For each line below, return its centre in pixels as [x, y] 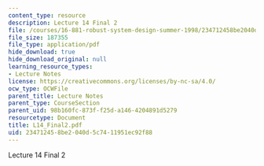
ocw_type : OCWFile [38, 89]
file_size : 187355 [38, 37]
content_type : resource [47, 15]
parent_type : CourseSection [54, 103]
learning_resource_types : [50, 67]
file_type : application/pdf [54, 45]
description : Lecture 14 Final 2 [63, 23]
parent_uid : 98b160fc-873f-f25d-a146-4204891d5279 [93, 111]
